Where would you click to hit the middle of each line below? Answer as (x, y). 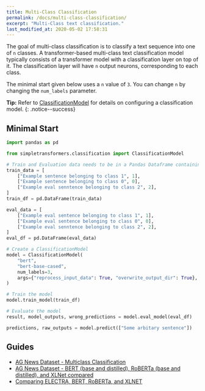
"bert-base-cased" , (42, 266)
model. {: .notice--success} (41, 109)
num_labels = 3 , (35, 272)
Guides (20, 347)
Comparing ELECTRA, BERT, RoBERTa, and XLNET (79, 381)
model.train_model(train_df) (43, 300)
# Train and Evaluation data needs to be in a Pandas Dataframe (90, 165)
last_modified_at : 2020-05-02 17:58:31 (57, 29)
